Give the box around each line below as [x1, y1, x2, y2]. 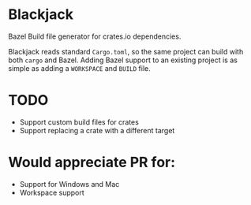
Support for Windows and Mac [19, 179, 120, 188]
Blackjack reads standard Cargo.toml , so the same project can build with [8, 47, 244, 56]
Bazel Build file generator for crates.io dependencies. [8, 32, 182, 41]
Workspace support [19, 188, 84, 197]
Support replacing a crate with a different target [19, 125, 175, 135]
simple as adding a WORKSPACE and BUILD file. [8, 63, 152, 73]
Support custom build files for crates [19, 117, 140, 127]
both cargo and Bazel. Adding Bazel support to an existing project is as [8, 55, 238, 65]
